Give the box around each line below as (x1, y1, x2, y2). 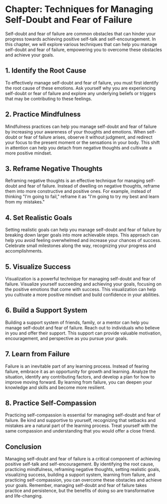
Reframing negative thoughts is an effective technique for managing (5, 177, 145, 183)
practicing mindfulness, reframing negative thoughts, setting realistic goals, (5, 466, 161, 472)
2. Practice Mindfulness (5, 110, 81, 118)
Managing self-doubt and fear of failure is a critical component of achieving (5, 456, 161, 462)
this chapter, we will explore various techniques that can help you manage (5, 41, 158, 47)
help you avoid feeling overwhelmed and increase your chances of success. (5, 237, 162, 243)
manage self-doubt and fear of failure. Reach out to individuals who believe (5, 324, 160, 330)
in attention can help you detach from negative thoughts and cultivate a (5, 144, 152, 150)
